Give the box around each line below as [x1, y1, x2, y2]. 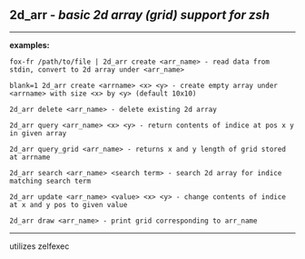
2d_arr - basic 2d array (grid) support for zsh [9, 7, 271, 23]
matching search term [9, 176, 92, 185]
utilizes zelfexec [9, 241, 70, 252]
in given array [9, 129, 67, 138]
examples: [9, 40, 50, 50]
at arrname [9, 153, 51, 162]
